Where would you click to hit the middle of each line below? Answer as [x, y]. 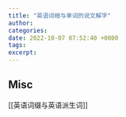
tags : [17, 45]
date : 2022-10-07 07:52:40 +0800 [63, 38]
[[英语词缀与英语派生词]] [48, 105]
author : [21, 23]
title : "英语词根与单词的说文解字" [60, 16]
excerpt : [23, 53]
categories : [28, 30]
